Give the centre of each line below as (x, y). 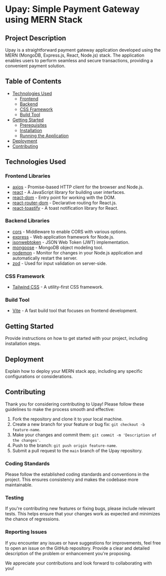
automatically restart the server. (45, 258)
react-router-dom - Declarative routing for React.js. (65, 203)
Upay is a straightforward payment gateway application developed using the (83, 50)
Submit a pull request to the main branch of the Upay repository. (77, 450)
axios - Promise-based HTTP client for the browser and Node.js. (78, 187)
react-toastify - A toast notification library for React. (65, 208)
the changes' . (26, 440)
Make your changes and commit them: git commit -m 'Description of (84, 435)
